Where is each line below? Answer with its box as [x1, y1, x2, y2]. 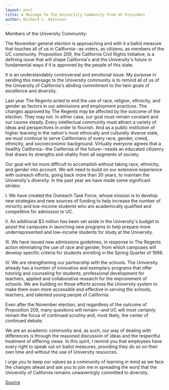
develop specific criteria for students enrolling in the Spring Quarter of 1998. [5, 250, 164, 256]
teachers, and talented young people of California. [5, 292, 110, 298]
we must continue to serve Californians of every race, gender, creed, [5, 135, 148, 142]
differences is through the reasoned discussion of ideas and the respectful [5, 333, 160, 339]
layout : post [5, 7, 33, 13]
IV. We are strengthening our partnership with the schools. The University [5, 259, 158, 266]
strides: [5, 183, 21, 189]
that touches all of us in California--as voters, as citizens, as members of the [5, 46, 164, 52]
